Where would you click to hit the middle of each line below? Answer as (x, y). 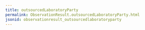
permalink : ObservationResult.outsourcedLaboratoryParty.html (72, 15)
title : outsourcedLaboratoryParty (42, 10)
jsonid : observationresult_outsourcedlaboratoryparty (64, 19)
